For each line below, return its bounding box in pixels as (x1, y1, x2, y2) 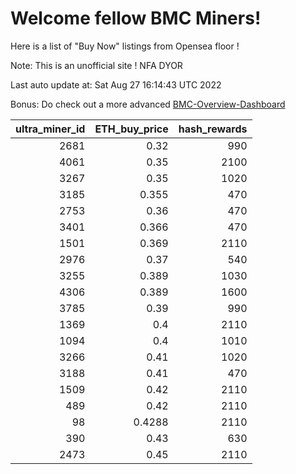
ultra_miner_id (15, 122, 86, 136)
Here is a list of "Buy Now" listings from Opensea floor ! (10, 40, 240, 52)
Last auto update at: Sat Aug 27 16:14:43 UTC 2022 (10, 78, 222, 91)
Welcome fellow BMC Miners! (10, 7, 262, 30)
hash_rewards (178, 122, 248, 136)
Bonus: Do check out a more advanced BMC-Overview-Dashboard (10, 98, 286, 110)
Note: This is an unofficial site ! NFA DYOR (10, 59, 183, 71)
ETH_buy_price (94, 122, 169, 136)
